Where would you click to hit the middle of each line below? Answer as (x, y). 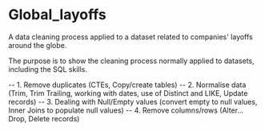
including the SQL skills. (48, 69)
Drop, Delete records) (44, 118)
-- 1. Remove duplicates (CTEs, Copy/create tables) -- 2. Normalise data (127, 85)
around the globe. (38, 45)
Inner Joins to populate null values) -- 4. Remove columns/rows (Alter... (126, 110)
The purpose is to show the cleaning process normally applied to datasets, (131, 61)
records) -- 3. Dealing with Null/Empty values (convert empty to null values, (133, 101)
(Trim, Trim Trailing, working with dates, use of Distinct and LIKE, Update (128, 93)
